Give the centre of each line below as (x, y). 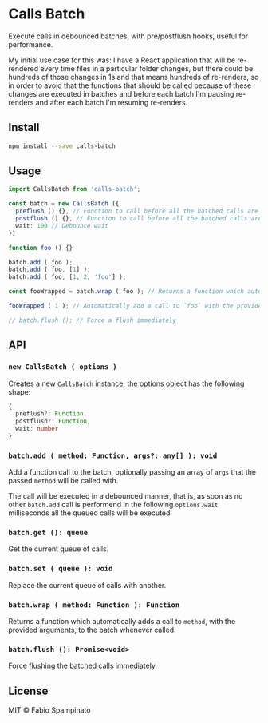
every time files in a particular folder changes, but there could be (146, 68)
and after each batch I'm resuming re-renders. (112, 102)
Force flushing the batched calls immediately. (83, 666)
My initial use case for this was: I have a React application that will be (122, 60)
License (28, 691)
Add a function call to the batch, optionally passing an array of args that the (132, 472)
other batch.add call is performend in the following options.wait (113, 505)
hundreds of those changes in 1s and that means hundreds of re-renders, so (134, 77)
